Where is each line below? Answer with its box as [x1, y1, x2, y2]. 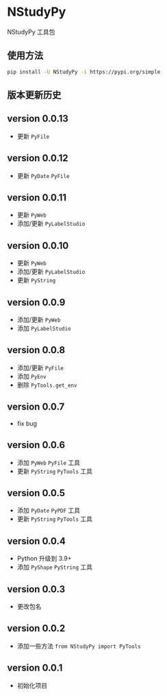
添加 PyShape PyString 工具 [16, 563, 93, 571]
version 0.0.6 [7, 439, 66, 451]
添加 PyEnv [16, 372, 47, 380]
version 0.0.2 [7, 622, 66, 634]
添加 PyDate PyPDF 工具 [16, 506, 81, 515]
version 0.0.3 [7, 583, 66, 595]
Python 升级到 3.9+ [16, 554, 72, 563]
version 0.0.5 [7, 487, 66, 499]
